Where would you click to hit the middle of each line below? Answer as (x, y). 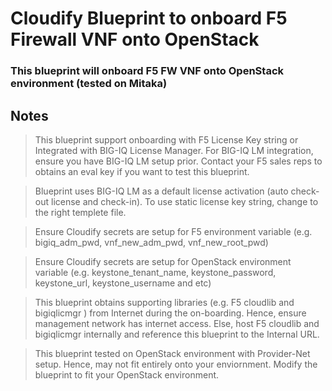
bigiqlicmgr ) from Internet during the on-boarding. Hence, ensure (170, 313)
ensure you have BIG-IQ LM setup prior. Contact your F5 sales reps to (178, 161)
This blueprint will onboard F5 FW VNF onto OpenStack (147, 71)
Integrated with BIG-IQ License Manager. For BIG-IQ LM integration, (174, 150)
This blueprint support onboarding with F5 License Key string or (166, 139)
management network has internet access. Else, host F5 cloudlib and (177, 323)
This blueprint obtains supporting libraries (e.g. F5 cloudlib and (164, 302)
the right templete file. (80, 212)
